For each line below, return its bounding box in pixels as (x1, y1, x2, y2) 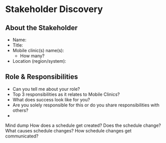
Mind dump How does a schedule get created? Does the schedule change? (5, 122, 161, 128)
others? (12, 107, 29, 113)
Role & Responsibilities (5, 73, 78, 81)
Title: (12, 42, 24, 48)
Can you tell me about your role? (12, 86, 80, 92)
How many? (20, 53, 45, 59)
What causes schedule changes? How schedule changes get (5, 127, 132, 133)
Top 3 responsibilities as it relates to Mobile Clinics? (12, 91, 120, 97)
